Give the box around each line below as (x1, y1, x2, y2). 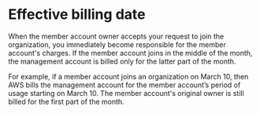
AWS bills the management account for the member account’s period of (8, 80, 241, 90)
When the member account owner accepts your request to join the (8, 31, 225, 41)
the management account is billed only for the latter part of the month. (8, 57, 236, 66)
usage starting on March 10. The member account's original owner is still (8, 88, 244, 97)
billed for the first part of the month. (8, 97, 124, 106)
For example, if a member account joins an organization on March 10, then (8, 72, 249, 81)
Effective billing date (8, 6, 146, 24)
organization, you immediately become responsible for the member (8, 39, 226, 49)
